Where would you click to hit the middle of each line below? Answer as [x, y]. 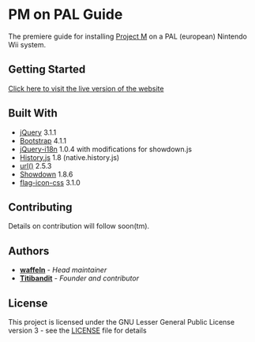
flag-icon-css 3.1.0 [50, 182]
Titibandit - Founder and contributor [79, 278]
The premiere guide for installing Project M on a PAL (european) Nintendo [127, 36]
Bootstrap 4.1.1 [43, 140]
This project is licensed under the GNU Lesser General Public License [122, 322]
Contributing [40, 207]
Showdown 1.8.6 [46, 174]
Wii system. [27, 44]
